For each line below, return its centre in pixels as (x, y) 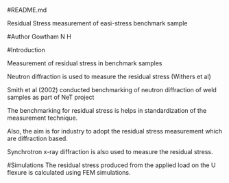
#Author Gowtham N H (39, 36)
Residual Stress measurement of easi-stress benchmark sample (97, 23)
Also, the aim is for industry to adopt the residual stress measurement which (115, 131)
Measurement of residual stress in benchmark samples (85, 63)
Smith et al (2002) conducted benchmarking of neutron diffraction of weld (112, 90)
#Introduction (26, 50)
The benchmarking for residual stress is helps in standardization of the (107, 110)
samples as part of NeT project (51, 97)
